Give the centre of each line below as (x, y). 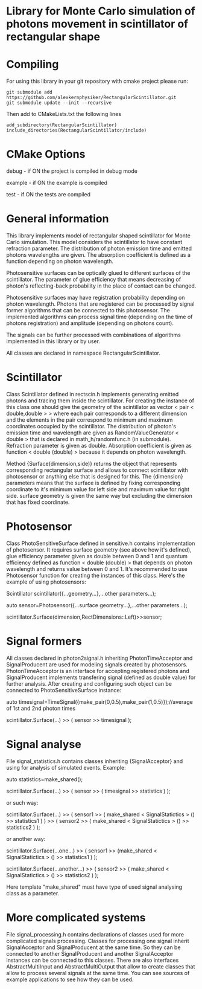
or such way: (22, 802)
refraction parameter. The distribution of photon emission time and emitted (99, 248)
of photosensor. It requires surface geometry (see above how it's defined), (99, 549)
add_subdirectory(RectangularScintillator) (62, 125)
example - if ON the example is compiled (57, 183)
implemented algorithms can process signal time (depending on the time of (99, 317)
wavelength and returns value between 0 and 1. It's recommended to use (97, 569)
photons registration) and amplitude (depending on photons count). (90, 323)
